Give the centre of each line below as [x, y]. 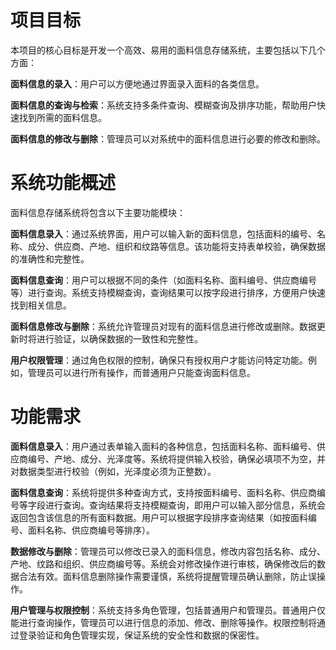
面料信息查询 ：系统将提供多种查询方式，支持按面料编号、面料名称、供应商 [163, 492]
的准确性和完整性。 [50, 258]
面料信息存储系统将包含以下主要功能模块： [98, 212]
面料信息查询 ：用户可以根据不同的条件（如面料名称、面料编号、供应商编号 [163, 280]
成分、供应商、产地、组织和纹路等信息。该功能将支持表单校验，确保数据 [176, 246]
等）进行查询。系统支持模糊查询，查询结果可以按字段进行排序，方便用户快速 [168, 292]
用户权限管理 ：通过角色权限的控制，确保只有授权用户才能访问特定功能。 [159, 360]
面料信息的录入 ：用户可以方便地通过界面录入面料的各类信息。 [137, 83]
